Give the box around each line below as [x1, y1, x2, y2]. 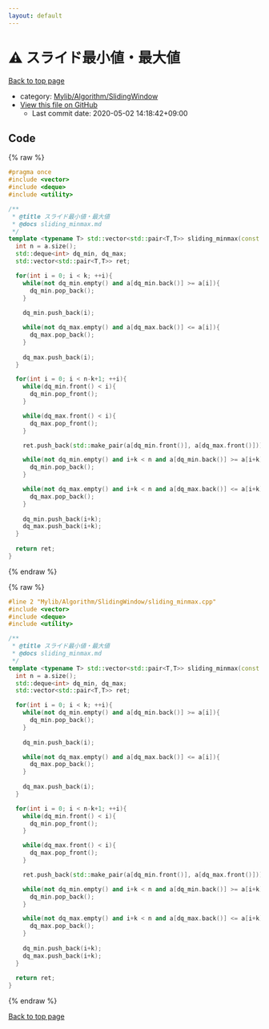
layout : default [8, 11, 62, 20]
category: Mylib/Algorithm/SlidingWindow [19, 91, 159, 101]
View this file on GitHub [19, 99, 98, 109]
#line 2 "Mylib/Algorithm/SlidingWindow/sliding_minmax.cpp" [8, 598, 217, 606]
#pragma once [8, 168, 52, 176]
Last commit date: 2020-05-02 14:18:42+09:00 [31, 108, 188, 118]
